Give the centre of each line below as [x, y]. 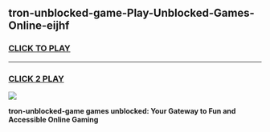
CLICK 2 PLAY [36, 78]
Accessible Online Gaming [53, 119]
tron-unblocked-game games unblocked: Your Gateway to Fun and [122, 110]
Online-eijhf [39, 26]
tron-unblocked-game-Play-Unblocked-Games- [131, 13]
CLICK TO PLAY [39, 49]
